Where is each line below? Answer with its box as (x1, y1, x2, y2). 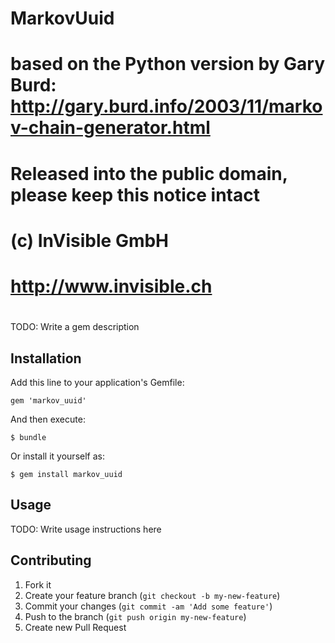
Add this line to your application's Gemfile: (10, 376, 185, 388)
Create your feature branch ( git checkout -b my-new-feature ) (24, 589, 281, 601)
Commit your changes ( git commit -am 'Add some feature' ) (24, 600, 273, 612)
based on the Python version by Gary (10, 53, 326, 76)
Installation (10, 350, 82, 367)
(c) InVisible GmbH (10, 229, 170, 252)
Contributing (10, 552, 92, 569)
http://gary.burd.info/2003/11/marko (10, 95, 323, 118)
